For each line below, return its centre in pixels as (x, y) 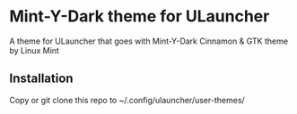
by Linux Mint (35, 50)
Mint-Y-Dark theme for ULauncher (140, 16)
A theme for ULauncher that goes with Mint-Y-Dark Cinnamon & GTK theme (149, 41)
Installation (41, 79)
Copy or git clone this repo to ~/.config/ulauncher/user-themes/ (127, 100)
